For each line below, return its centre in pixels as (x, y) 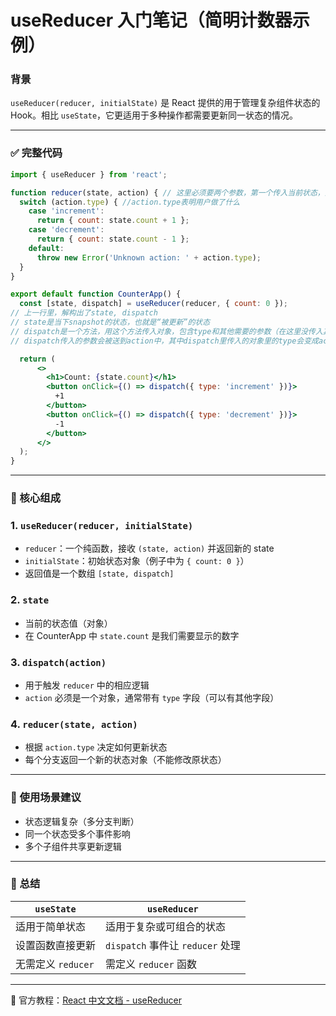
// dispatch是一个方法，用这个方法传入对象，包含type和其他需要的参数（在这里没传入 (166, 331)
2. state (30, 600)
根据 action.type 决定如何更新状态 (96, 747)
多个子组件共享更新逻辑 (73, 846)
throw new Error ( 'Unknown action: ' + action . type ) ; (149, 257)
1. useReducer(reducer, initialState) (102, 525)
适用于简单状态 (51, 926)
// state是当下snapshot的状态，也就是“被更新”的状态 (110, 322)
